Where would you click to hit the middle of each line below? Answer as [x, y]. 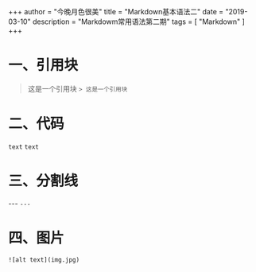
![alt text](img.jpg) [44, 260]
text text [24, 147]
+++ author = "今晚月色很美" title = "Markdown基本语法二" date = [116, 12]
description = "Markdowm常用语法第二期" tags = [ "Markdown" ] [138, 21]
